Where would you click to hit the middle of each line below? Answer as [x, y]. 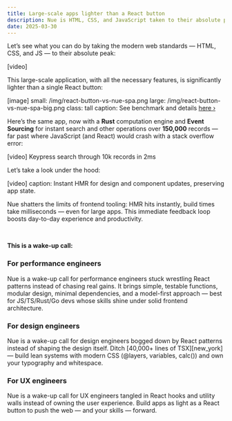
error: [15, 144]
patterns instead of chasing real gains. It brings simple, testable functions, [113, 286]
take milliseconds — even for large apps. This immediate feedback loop [109, 212]
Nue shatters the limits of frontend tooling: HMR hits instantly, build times [111, 204]
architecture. [25, 308]
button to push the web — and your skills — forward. [82, 411]
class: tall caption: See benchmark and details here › [141, 108]
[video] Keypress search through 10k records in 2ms [82, 157]
